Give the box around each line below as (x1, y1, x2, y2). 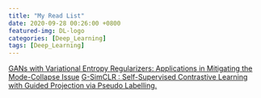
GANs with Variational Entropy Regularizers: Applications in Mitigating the (8, 63, 253, 73)
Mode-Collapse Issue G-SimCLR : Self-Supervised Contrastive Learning (8, 72, 248, 82)
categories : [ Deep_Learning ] (8, 34, 107, 43)
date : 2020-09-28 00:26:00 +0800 (8, 19, 121, 27)
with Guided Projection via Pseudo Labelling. (8, 81, 158, 91)
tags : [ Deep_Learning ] (8, 42, 85, 50)
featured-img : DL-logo (8, 27, 85, 35)
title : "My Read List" (8, 11, 85, 20)
